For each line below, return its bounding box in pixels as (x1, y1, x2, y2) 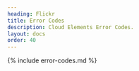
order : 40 (7, 37, 37, 44)
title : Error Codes (7, 17, 65, 24)
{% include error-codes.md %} (7, 56, 97, 65)
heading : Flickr (7, 10, 55, 18)
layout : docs (7, 30, 46, 38)
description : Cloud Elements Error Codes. (7, 23, 134, 31)
